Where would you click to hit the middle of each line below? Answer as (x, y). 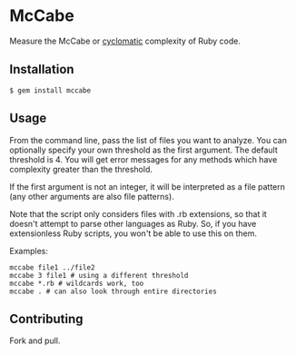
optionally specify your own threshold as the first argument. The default (144, 150)
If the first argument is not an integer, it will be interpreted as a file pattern (148, 186)
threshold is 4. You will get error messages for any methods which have (143, 159)
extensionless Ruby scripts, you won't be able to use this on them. (133, 233)
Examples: (29, 251)
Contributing (46, 319)
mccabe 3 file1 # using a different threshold (99, 275)
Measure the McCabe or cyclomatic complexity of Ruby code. (125, 41)
